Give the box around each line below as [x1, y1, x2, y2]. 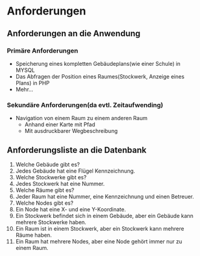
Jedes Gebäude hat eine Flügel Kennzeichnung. [15, 167, 135, 174]
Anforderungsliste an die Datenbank [7, 145, 147, 155]
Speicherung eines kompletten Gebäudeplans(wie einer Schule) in [15, 60, 181, 67]
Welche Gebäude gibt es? [15, 161, 80, 168]
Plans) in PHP [15, 79, 50, 86]
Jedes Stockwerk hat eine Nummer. [15, 180, 105, 187]
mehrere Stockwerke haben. [15, 219, 86, 226]
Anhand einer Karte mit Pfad [24, 121, 95, 128]
